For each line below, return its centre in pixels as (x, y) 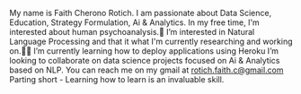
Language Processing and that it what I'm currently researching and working (151, 41)
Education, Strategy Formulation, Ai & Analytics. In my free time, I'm (135, 22)
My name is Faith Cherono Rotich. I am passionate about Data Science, (141, 13)
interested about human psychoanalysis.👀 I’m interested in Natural (132, 32)
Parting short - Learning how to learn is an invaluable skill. (117, 79)
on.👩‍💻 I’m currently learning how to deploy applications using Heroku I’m (144, 51)
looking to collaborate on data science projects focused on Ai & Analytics (145, 60)
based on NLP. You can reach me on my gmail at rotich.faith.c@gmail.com (146, 70)
